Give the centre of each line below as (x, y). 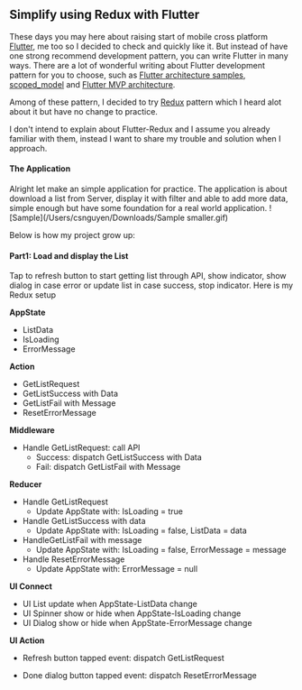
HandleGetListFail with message (82, 540)
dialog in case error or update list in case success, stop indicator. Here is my (151, 285)
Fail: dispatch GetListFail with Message (108, 467)
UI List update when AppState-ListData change (110, 604)
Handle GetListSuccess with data (84, 521)
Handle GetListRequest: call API (81, 448)
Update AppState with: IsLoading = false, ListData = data (142, 530)
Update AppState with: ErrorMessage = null (117, 569)
